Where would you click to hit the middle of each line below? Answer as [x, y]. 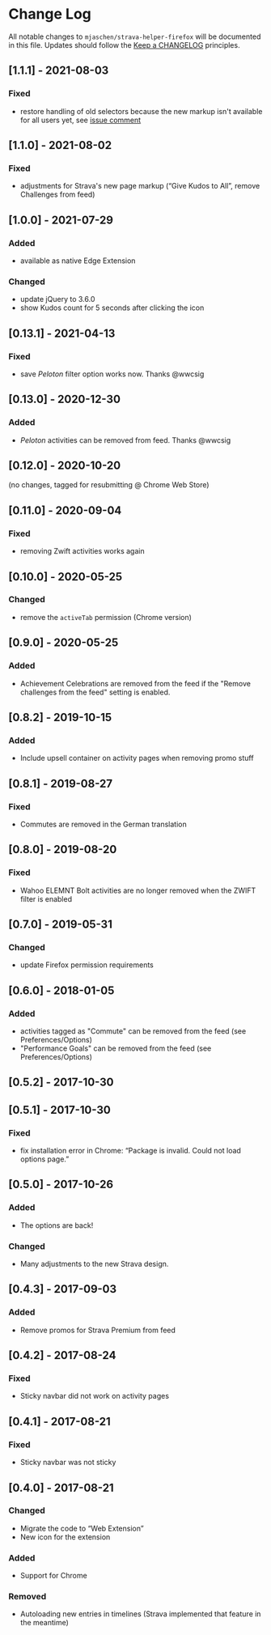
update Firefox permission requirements [87, 965]
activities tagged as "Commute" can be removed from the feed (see [133, 1031]
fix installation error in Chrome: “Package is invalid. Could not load [130, 1151]
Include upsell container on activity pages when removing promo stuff [137, 758]
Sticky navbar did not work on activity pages [95, 1396]
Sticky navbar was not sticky [68, 1463]
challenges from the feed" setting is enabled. [95, 692]
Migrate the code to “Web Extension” [82, 1528]
